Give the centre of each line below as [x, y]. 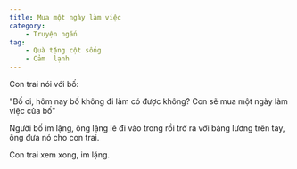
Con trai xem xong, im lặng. [59, 155]
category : [28, 26]
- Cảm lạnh [47, 59]
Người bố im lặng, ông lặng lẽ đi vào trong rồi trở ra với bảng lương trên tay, [147, 128]
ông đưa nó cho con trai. [54, 137]
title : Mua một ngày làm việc [66, 17]
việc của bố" [33, 111]
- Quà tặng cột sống [63, 51]
